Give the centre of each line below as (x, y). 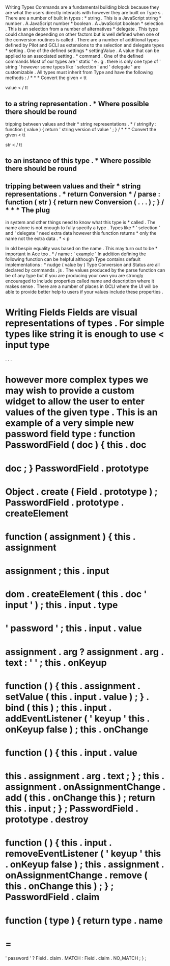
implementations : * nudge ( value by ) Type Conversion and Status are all (83, 265)
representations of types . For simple (85, 323)
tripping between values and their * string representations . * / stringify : (81, 124)
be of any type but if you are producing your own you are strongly (74, 276)
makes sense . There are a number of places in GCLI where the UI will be (82, 286)
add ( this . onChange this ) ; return (80, 798)
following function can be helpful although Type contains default (73, 259)
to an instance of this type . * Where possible (78, 161)
